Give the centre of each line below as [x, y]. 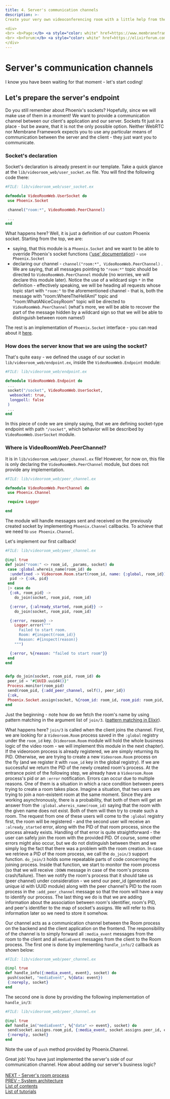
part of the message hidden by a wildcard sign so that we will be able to [88, 312]
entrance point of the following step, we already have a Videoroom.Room [79, 773]
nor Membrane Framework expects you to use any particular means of [79, 131]
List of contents [22, 1086]
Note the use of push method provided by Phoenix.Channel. [67, 1049]
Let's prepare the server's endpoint [62, 98]
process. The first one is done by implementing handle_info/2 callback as [82, 944]
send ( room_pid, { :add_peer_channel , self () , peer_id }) [66, 691]
